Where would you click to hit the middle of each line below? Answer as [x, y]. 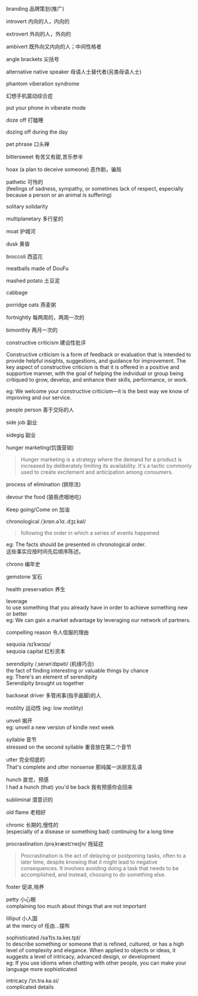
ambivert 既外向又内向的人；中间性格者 [54, 47]
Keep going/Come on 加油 [38, 510]
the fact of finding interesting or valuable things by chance [77, 670]
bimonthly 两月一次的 [32, 330]
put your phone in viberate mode [46, 108]
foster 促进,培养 [25, 887]
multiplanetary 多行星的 [35, 219]
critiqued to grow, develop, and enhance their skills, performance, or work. [97, 380]
